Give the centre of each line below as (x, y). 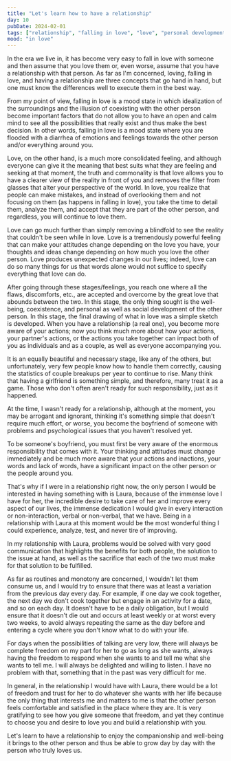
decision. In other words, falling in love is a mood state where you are (106, 131)
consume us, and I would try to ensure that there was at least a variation (109, 586)
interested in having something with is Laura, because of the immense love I (115, 494)
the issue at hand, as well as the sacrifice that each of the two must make (111, 558)
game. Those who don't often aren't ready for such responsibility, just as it (113, 388)
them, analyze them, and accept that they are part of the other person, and (113, 210)
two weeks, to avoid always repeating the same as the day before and (106, 623)
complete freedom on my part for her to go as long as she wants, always (110, 651)
